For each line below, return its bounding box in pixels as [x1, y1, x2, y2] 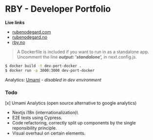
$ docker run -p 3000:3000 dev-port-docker [5, 68, 95, 73]
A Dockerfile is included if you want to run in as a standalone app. [17, 49, 150, 55]
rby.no [12, 39, 25, 45]
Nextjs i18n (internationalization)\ [12, 109, 79, 115]
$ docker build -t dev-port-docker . [5, 63, 82, 68]
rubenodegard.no [12, 34, 48, 40]
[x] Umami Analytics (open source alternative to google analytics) [5, 100, 137, 106]
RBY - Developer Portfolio [5, 3, 111, 15]
